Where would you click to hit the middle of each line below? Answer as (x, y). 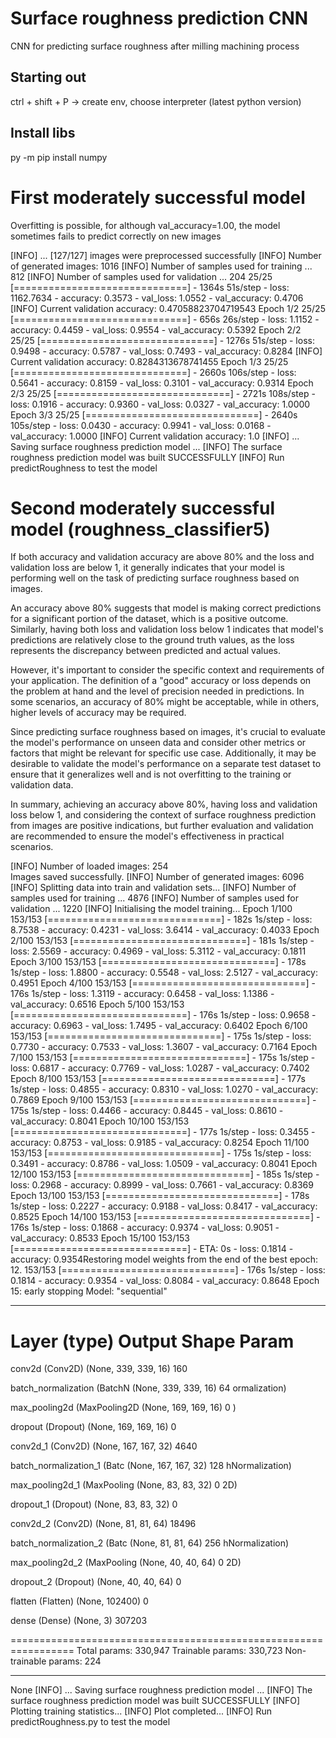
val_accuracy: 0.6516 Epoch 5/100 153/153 (97, 1004)
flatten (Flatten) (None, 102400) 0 (79, 1601)
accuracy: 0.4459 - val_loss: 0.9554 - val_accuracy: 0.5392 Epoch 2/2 (156, 329)
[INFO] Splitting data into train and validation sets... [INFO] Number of (153, 888)
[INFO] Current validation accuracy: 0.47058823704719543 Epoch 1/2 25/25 (168, 308)
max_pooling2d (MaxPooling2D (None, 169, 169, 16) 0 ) (123, 1408)
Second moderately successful (142, 508)
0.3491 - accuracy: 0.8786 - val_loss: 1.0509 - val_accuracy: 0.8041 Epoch (164, 1164)
